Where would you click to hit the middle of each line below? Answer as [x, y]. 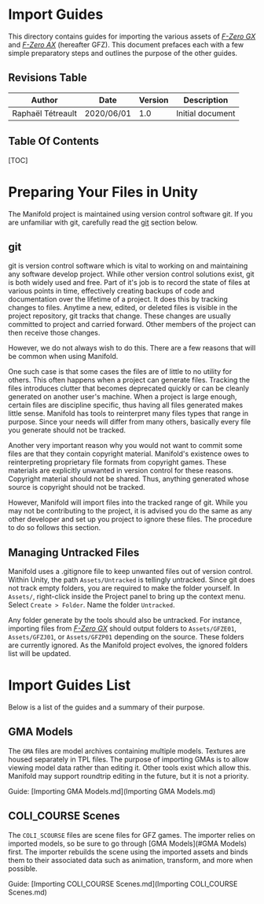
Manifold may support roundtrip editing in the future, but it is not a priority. [128, 776]
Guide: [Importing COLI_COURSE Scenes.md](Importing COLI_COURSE [123, 884]
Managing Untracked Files [74, 552]
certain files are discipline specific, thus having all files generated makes [126, 405]
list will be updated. [40, 654]
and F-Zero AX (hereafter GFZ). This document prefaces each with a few [126, 44]
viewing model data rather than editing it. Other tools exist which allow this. [130, 767]
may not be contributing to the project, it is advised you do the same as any [130, 511]
